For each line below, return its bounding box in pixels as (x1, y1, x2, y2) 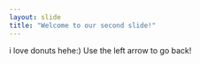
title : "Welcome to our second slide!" (9, 21, 157, 30)
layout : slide (9, 12, 62, 22)
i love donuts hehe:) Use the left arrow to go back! (9, 45, 192, 55)
